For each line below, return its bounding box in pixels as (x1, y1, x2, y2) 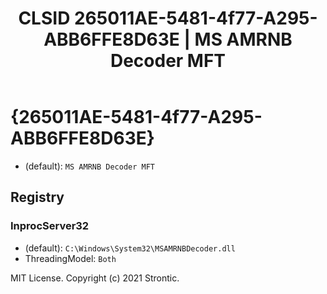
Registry (10, 189, 65, 206)
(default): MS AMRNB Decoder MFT (24, 160, 156, 172)
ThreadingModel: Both (24, 252, 117, 264)
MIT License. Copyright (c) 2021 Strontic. (10, 272, 180, 284)
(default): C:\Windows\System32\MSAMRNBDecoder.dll (24, 242, 236, 254)
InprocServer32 (10, 219, 90, 233)
